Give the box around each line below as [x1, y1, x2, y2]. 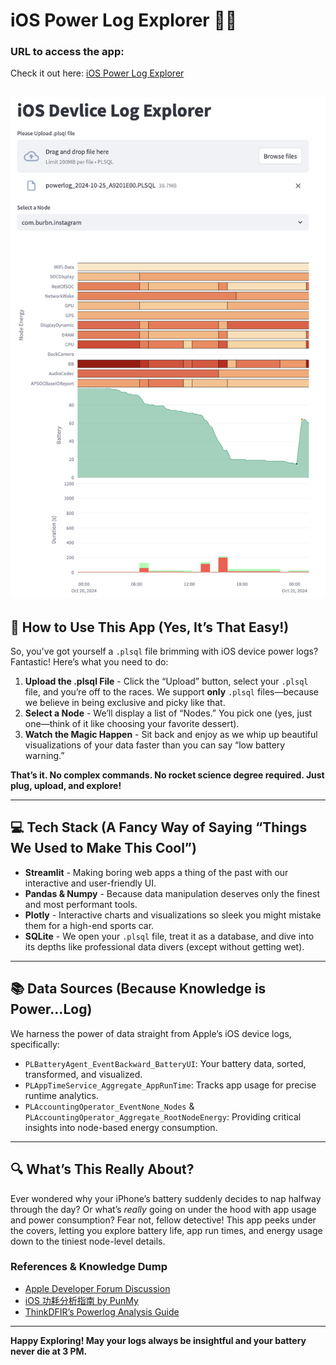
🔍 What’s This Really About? [10, 1161, 195, 1178]
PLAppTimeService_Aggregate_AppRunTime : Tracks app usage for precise [24, 1079, 317, 1091]
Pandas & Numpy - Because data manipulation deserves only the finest [24, 887, 320, 899]
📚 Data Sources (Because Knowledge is [10, 980, 267, 998]
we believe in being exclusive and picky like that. [24, 697, 226, 709]
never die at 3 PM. [10, 1345, 88, 1357]
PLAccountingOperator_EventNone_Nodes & [24, 1100, 195, 1112]
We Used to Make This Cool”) [10, 840, 197, 857]
